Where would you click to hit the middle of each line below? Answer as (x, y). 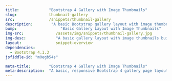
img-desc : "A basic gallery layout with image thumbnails (82, 38)
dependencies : (20, 48)
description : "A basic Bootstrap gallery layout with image (79, 24)
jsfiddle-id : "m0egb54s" (32, 57)
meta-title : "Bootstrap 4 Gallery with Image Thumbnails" (76, 66)
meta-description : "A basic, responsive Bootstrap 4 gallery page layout (87, 71)
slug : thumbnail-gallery (47, 15)
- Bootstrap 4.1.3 (30, 52)
